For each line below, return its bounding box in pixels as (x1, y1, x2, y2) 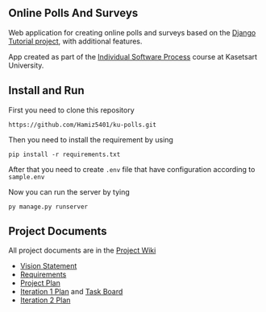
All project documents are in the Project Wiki (8, 245, 156, 256)
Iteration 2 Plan (19, 295, 71, 305)
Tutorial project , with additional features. (8, 36, 143, 46)
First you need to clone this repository (8, 105, 135, 115)
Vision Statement (19, 261, 77, 271)
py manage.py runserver (8, 203, 89, 211)
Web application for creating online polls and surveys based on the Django (8, 27, 256, 37)
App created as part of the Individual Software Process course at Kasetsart (8, 51, 258, 61)
